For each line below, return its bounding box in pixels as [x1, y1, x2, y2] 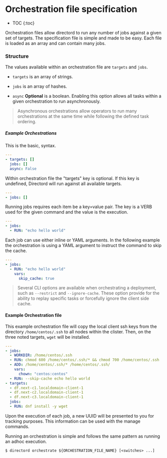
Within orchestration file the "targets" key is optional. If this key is [5, 175, 140, 181]
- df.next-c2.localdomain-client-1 [9, 390, 84, 395]
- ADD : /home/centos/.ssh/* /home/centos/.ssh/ [9, 362, 111, 367]
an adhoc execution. [5, 438, 47, 445]
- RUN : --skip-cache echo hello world [9, 376, 91, 381]
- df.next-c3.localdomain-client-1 [9, 395, 84, 400]
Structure [5, 52, 29, 59]
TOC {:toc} [12, 20, 35, 26]
